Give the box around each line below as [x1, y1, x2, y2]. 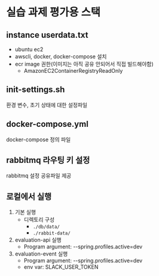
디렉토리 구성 [23, 216, 55, 223]
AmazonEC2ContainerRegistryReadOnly [23, 67, 123, 74]
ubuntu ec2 [14, 46, 44, 53]
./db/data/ [32, 224, 60, 230]
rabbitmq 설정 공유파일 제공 [6, 172, 72, 179]
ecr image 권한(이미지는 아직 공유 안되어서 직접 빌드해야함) [14, 61, 154, 67]
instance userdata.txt [6, 29, 88, 40]
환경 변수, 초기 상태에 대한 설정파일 [6, 101, 88, 108]
